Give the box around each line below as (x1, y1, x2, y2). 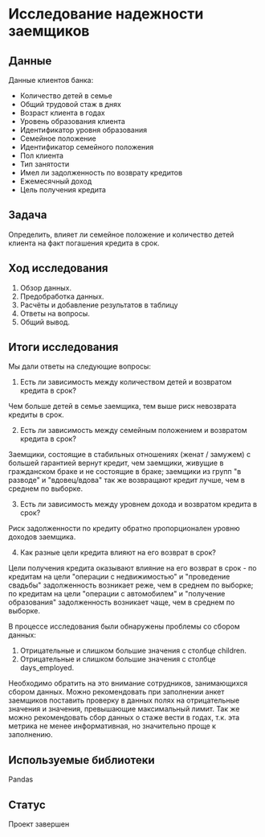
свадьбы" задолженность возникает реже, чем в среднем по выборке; (8, 580, 254, 590)
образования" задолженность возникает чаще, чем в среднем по (8, 597, 235, 608)
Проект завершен (8, 819, 70, 829)
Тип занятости (19, 159, 70, 169)
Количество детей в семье (19, 91, 112, 101)
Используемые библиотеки (8, 753, 155, 767)
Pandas (8, 774, 34, 785)
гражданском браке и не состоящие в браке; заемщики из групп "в (8, 467, 242, 476)
